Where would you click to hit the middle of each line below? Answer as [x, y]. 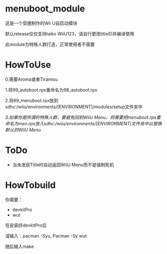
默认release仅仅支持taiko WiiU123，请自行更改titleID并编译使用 [70, 33]
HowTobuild [30, 185]
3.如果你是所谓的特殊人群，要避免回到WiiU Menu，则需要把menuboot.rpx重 [83, 117]
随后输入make [19, 246]
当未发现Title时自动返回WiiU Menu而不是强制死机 [63, 165]
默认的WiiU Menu [23, 130]
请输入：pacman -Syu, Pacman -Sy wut [46, 236]
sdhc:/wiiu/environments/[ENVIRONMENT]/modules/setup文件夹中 [74, 107]
